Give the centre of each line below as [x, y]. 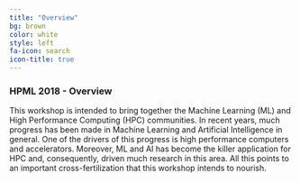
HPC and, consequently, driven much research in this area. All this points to [150, 159]
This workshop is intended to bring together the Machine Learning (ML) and [150, 111]
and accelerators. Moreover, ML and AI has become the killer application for [150, 149]
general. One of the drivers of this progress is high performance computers [149, 140]
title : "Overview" [44, 18]
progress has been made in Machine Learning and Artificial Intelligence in [146, 130]
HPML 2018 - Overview [61, 91]
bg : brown [28, 26]
